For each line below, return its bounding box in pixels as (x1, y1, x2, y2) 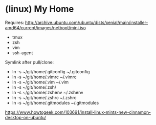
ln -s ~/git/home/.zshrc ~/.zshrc (12, 94, 77, 101)
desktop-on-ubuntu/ (5, 114, 46, 120)
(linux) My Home (5, 3, 74, 15)
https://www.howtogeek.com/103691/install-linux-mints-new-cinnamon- (5, 109, 151, 115)
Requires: (5, 20, 24, 25)
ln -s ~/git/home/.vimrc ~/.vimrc (12, 74, 77, 80)
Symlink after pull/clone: (5, 59, 54, 65)
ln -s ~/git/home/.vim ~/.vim (12, 79, 69, 85)
